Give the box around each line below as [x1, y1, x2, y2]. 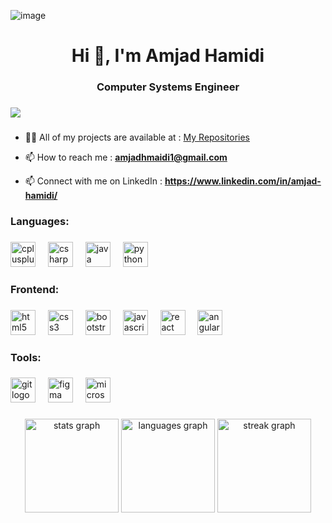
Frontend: [10, 282, 60, 296]
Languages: [10, 214, 70, 228]
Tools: [10, 350, 42, 364]
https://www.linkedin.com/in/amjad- [164, 175, 322, 187]
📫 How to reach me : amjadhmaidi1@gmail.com [24, 151, 228, 163]
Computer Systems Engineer [96, 80, 240, 94]
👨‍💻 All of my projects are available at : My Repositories [24, 131, 250, 143]
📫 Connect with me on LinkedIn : [24, 175, 163, 187]
